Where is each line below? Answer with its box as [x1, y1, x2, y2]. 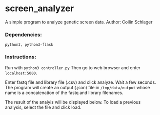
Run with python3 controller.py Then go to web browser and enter [5, 64, 140, 71]
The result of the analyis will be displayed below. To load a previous [5, 99, 141, 105]
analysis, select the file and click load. [5, 104, 81, 110]
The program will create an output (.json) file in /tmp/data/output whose [5, 84, 150, 90]
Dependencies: [5, 31, 42, 38]
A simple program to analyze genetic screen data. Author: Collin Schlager [5, 19, 153, 25]
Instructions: [5, 54, 37, 60]
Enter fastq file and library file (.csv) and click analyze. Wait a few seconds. [5, 79, 156, 85]
